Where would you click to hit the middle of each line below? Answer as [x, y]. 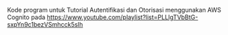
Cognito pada [26, 17]
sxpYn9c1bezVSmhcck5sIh [45, 24]
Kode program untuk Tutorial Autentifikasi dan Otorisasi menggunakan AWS [114, 10]
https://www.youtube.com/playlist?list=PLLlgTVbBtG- [123, 17]
